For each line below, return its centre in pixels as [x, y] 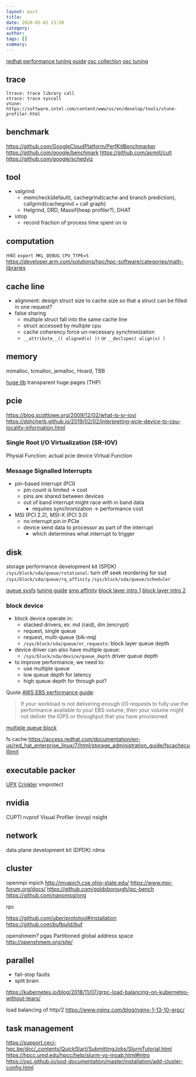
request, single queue [50, 631]
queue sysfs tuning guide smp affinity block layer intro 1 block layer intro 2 [96, 590]
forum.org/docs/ [26, 889]
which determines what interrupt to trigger [83, 534]
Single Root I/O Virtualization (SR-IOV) [62, 442]
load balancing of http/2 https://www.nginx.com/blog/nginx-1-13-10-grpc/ [95, 1010]
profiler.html [23, 114]
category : [18, 28]
